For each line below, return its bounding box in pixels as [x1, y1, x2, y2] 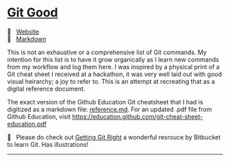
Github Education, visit [7, 112, 71, 121]
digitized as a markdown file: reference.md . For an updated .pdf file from [7, 105, 212, 113]
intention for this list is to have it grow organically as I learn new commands [7, 55, 219, 63]
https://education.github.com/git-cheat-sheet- [71, 112, 203, 121]
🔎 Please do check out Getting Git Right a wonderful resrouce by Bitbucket [7, 132, 221, 141]
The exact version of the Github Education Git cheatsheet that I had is [7, 97, 203, 106]
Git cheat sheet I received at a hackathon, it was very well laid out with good [7, 70, 222, 78]
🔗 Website [7, 27, 40, 36]
